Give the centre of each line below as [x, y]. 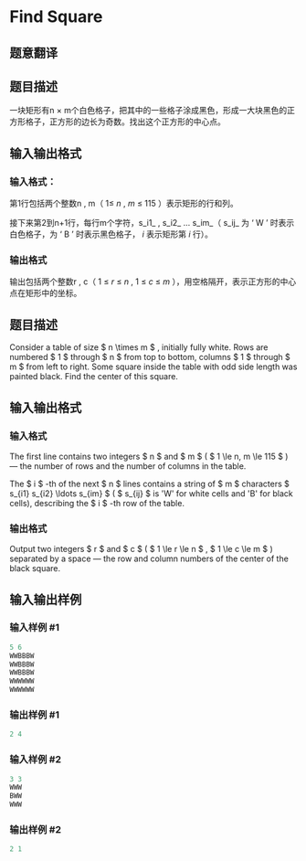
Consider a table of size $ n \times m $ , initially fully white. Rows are [139, 347]
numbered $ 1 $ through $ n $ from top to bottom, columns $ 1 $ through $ [150, 357]
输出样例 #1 [34, 715]
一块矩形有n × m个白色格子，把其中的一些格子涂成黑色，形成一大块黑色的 [148, 111]
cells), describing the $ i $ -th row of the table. [97, 503]
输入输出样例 [46, 599]
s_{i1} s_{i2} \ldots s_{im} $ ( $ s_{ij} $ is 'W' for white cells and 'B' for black [152, 493]
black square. [35, 569]
